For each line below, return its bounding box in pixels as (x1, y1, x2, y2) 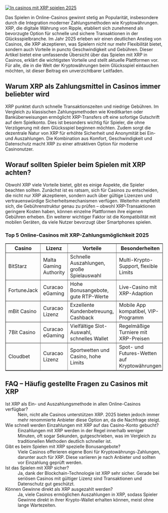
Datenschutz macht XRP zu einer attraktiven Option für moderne (5, 140, 138, 146)
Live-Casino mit (119, 283, 157, 290)
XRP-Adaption (119, 290, 153, 297)
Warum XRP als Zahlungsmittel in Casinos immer (5, 82, 161, 91)
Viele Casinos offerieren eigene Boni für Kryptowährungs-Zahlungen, (17, 449, 161, 455)
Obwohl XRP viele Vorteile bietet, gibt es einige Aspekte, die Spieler (5, 182, 144, 188)
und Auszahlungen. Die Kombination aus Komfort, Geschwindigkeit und (5, 135, 152, 141)
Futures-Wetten (119, 350, 157, 357)
